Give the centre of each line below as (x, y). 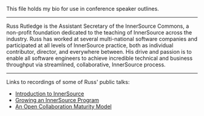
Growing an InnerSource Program (57, 100)
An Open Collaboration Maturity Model (63, 106)
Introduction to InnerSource (49, 94)
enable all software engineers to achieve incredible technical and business (100, 58)
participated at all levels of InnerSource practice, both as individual (90, 45)
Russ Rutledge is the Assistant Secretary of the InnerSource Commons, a (98, 26)
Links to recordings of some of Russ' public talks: (68, 82)
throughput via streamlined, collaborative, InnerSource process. (86, 65)
